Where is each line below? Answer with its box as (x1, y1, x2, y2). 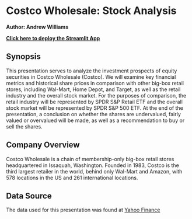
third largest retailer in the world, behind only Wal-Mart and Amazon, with (6, 168, 183, 175)
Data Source (6, 191, 52, 201)
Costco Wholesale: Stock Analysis (6, 4, 177, 18)
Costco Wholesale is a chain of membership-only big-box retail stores (6, 155, 174, 162)
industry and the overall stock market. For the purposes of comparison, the (6, 92, 187, 99)
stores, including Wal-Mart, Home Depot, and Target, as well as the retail (6, 86, 181, 93)
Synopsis (6, 51, 41, 62)
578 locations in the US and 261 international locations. (6, 174, 138, 181)
